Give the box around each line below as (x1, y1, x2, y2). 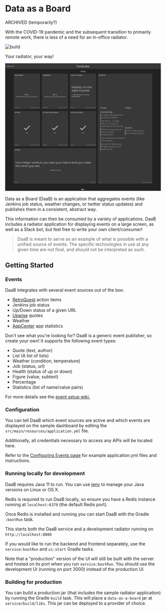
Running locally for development (5, 470, 85, 477)
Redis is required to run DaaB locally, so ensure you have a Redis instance (5, 496, 156, 502)
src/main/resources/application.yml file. (5, 428, 89, 434)
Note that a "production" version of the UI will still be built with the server (5, 556, 154, 561)
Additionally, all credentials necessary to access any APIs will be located (5, 438, 153, 444)
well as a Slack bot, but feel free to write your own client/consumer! (5, 226, 143, 233)
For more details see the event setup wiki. (5, 394, 90, 400)
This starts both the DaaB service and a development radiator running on (5, 526, 154, 532)
